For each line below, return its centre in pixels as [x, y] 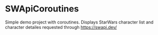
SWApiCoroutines [42, 9]
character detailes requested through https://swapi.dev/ [61, 27]
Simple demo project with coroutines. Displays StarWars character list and [79, 22]
